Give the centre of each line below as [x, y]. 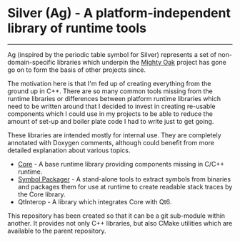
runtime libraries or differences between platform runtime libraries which [114, 98]
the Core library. [41, 194]
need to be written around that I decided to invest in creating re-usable [111, 106]
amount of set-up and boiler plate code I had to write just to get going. [111, 121]
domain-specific [31, 62]
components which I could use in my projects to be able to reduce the [110, 114]
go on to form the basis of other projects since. [77, 70]
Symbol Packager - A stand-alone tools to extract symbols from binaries [124, 179]
